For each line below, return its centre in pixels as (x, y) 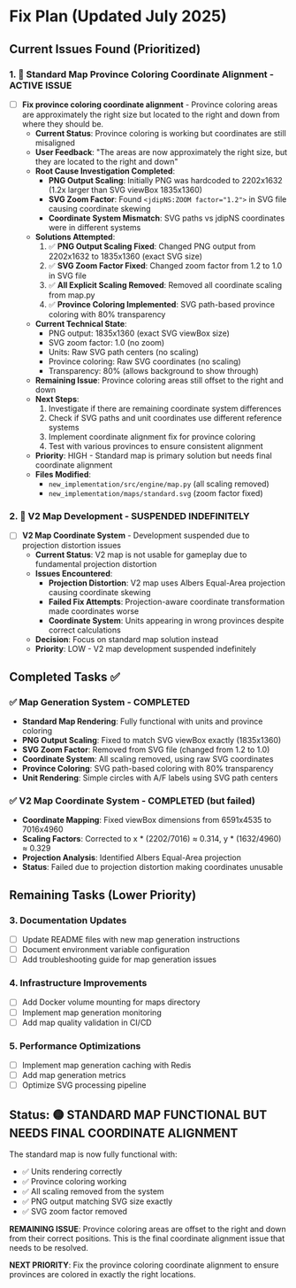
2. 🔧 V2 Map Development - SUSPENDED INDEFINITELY (129, 516)
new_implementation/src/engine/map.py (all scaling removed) (159, 484)
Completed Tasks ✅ (65, 676)
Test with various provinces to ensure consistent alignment (156, 446)
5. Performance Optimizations (75, 1045)
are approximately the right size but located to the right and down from (151, 114)
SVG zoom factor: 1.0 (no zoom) (106, 342)
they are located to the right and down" (106, 161)
